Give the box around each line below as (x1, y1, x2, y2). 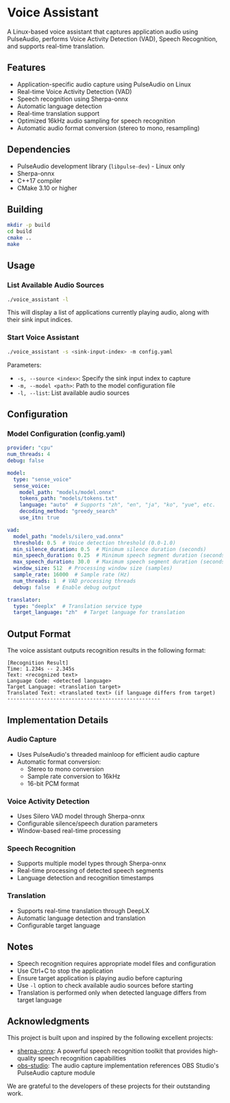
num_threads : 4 (7, 451, 51, 458)
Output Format (7, 628, 71, 640)
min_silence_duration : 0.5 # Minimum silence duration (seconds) (13, 546, 207, 553)
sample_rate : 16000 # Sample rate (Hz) (13, 571, 130, 579)
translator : (7, 596, 41, 603)
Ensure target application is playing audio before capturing (16, 973, 183, 982)
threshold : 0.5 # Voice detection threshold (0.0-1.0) (13, 540, 176, 546)
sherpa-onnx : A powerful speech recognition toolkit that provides (16, 1047, 202, 1055)
